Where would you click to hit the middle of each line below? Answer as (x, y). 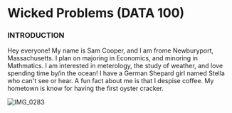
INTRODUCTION (36, 36)
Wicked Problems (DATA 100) (96, 13)
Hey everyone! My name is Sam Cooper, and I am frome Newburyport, (111, 50)
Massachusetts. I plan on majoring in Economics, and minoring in (102, 58)
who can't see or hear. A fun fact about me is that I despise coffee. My (111, 81)
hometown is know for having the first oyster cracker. (85, 88)
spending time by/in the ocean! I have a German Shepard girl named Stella (116, 73)
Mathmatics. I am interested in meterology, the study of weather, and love (115, 66)
